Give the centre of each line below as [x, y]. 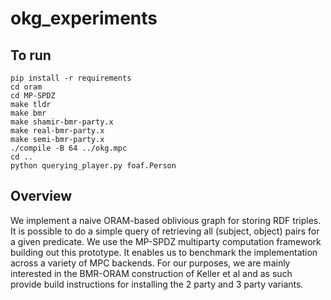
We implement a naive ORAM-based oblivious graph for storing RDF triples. [166, 220]
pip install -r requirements [71, 78]
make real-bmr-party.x [57, 131]
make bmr [28, 113]
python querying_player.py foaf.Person [93, 166]
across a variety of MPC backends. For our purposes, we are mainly [150, 263]
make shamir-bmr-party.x [62, 122]
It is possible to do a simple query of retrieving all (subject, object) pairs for [165, 231]
